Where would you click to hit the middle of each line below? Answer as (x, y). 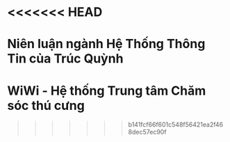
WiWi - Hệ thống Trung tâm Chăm (107, 90)
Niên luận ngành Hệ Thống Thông (106, 44)
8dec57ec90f (147, 132)
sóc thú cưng (46, 105)
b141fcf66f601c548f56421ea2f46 (176, 125)
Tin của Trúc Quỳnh (65, 59)
